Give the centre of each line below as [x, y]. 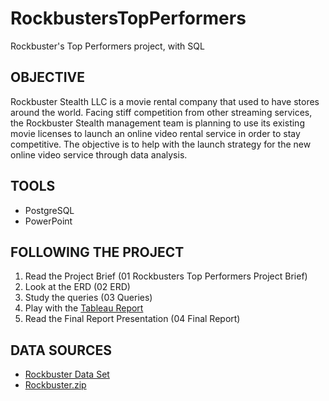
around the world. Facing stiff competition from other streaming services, [161, 112]
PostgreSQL [49, 210]
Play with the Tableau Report [84, 308]
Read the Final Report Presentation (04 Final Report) [132, 319]
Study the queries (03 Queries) [88, 298]
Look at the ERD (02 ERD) [77, 287]
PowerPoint [48, 221]
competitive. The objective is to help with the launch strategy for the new [161, 144]
